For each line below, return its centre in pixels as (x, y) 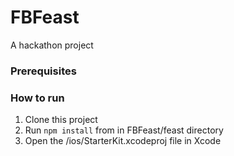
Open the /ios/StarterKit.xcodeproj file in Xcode (123, 141)
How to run (37, 98)
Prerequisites (43, 71)
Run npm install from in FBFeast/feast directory (124, 130)
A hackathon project (52, 45)
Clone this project (61, 120)
